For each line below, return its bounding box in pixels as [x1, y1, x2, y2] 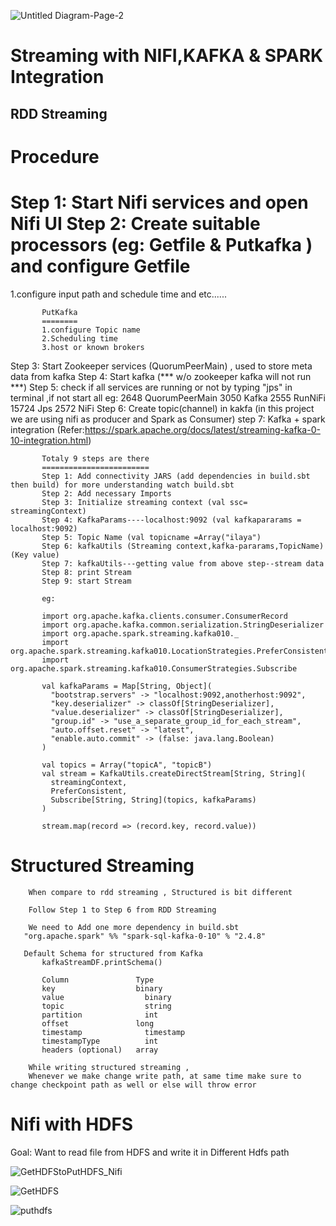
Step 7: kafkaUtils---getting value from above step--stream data [41, 558, 325, 569]
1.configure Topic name [41, 325, 141, 335]
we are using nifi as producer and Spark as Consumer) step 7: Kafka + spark [10, 413, 326, 425]
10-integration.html [10, 434, 89, 446]
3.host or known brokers [41, 342, 145, 352]
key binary [41, 983, 163, 994]
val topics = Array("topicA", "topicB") [41, 760, 213, 770]
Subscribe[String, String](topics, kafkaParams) [50, 795, 257, 805]
